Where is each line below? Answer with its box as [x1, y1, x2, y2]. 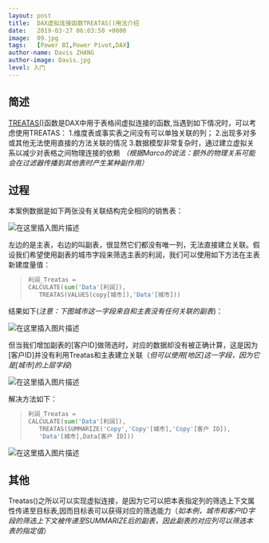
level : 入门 [8, 64, 45, 72]
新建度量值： [8, 260, 50, 270]
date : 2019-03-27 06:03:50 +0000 [8, 26, 127, 34]
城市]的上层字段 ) [18, 360, 73, 370]
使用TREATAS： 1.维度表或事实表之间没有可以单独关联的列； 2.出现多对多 [14, 128, 257, 137]
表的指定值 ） [8, 526, 50, 536]
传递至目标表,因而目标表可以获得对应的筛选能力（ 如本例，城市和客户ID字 [14, 506, 255, 516]
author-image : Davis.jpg [8, 57, 91, 65]
